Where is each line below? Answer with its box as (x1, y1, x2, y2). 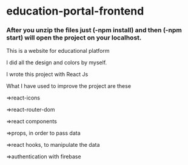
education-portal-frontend (6, 4, 144, 18)
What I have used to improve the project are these (6, 82, 132, 90)
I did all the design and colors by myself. (6, 59, 107, 66)
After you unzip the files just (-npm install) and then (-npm (6, 26, 182, 35)
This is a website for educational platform (6, 47, 110, 55)
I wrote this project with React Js (6, 71, 89, 78)
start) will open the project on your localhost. (6, 33, 142, 42)
